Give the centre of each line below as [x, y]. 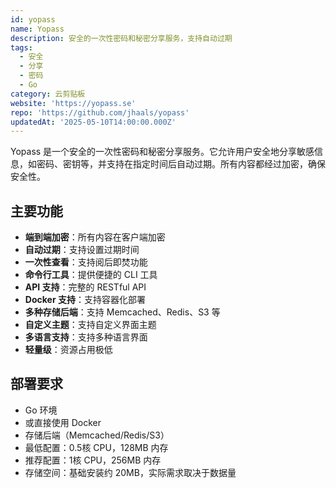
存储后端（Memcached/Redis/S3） [97, 435]
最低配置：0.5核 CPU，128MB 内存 [96, 447]
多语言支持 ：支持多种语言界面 [86, 337]
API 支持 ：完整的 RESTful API [85, 287]
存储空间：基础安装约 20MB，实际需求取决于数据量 [130, 472]
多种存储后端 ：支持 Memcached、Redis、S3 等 [122, 312]
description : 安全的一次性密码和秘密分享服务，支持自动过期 [121, 38]
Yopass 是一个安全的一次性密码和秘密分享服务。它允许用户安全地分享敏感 [162, 152]
